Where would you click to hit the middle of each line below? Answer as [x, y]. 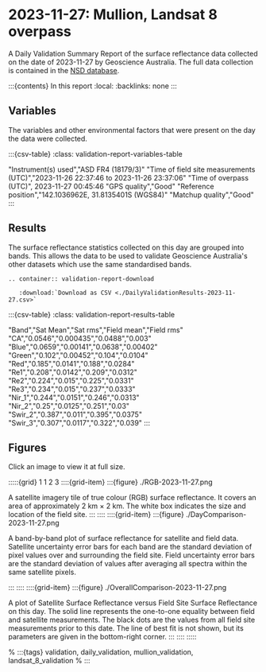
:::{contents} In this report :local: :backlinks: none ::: [93, 86]
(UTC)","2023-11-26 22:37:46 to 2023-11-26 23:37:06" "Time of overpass [128, 177]
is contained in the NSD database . [64, 70]
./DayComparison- [216, 515]
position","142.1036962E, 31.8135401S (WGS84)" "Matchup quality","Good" [131, 194]
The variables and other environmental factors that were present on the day [132, 130]
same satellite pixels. [42, 572]
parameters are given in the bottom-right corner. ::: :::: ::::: [102, 637]
